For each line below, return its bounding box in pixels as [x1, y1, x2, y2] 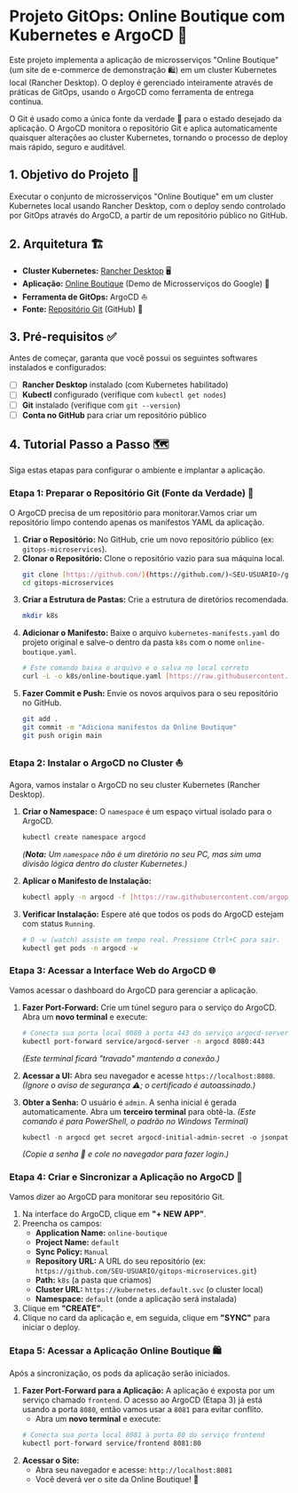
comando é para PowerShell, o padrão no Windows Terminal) [21, 1116, 249, 1126]
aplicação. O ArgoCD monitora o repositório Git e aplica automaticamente [9, 123, 278, 133]
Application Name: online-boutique [35, 1227, 169, 1238]
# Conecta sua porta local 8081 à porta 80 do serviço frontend [21, 1431, 265, 1440]
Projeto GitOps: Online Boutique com [9, 6, 286, 27]
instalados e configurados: [9, 362, 106, 373]
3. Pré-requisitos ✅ [9, 329, 117, 344]
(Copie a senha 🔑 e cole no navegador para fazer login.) [21, 1148, 229, 1160]
